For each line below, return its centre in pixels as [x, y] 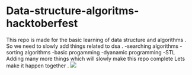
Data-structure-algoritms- [73, 11]
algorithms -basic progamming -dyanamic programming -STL [100, 52]
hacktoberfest [42, 23]
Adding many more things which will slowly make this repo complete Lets [96, 58]
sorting [15, 52]
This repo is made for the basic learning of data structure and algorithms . [96, 40]
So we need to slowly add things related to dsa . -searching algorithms [92, 46]
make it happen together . [38, 66]
